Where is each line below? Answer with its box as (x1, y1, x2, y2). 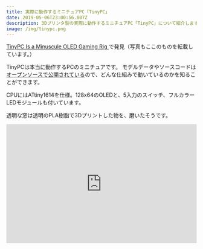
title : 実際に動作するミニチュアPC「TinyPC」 (6, 8, 110, 15)
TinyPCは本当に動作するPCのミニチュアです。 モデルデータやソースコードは (6, 63, 196, 71)
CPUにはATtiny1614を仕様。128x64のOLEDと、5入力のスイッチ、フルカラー (6, 91, 195, 99)
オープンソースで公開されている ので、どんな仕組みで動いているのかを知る (6, 71, 191, 79)
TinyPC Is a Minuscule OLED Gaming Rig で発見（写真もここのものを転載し (6, 43, 193, 50)
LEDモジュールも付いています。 (6, 99, 85, 106)
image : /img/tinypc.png (6, 25, 66, 32)
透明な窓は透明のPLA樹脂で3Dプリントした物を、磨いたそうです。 (6, 112, 171, 119)
